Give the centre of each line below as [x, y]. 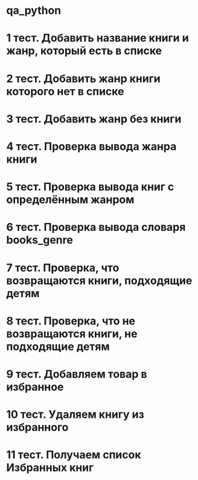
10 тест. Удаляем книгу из [75, 415]
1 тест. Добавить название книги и [97, 38]
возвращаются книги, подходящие [99, 280]
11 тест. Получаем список [74, 455]
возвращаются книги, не [72, 334]
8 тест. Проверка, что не [71, 321]
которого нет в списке [65, 91]
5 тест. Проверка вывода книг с [90, 187]
